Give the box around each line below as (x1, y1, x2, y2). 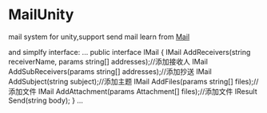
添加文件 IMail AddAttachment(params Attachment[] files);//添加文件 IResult (8, 86, 257, 96)
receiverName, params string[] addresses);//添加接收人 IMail (8, 56, 208, 66)
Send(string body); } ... (8, 95, 84, 105)
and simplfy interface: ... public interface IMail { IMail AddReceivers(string (8, 47, 251, 56)
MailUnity (8, 6, 74, 24)
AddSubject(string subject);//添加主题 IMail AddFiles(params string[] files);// (8, 76, 259, 86)
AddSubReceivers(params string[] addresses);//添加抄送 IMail (8, 66, 212, 76)
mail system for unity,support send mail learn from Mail (8, 32, 190, 41)
